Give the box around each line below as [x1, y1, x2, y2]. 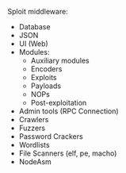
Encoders [30, 64, 63, 74]
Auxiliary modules [30, 56, 90, 65]
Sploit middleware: [7, 7, 68, 16]
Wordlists [18, 140, 50, 149]
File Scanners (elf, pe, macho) [18, 148, 117, 158]
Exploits [30, 73, 57, 82]
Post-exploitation [30, 98, 87, 107]
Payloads [30, 81, 61, 90]
